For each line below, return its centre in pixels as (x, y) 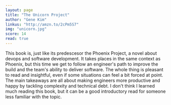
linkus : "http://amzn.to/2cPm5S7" (42, 24)
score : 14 (16, 34)
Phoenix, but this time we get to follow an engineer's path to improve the (82, 64)
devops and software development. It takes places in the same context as (83, 58)
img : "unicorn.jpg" (26, 29)
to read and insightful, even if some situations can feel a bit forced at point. (84, 75)
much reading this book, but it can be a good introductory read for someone (85, 91)
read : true (17, 39)
